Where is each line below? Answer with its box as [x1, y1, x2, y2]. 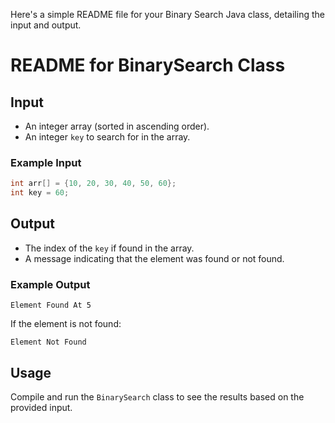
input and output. [10, 19, 82, 31]
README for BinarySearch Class [10, 54, 286, 77]
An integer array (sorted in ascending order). [24, 120, 210, 132]
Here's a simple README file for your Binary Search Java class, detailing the [10, 9, 325, 20]
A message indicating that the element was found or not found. [24, 252, 285, 264]
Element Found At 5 [10, 300, 92, 311]
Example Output [10, 277, 91, 291]
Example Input [10, 155, 82, 169]
